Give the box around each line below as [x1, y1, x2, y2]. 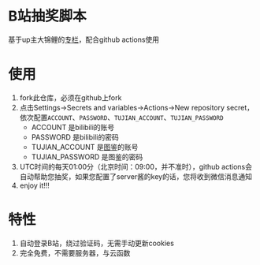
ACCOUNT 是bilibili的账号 [31, 122, 115, 132]
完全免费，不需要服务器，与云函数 [19, 248, 131, 257]
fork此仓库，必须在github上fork [19, 92, 122, 103]
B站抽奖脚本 [8, 7, 87, 25]
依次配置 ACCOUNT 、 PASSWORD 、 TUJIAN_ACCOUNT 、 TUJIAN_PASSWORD [19, 112, 224, 122]
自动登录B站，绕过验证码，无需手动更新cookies [19, 238, 175, 248]
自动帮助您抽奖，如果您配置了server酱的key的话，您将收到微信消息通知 [19, 171, 252, 181]
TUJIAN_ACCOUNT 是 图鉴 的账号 [31, 142, 139, 151]
